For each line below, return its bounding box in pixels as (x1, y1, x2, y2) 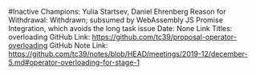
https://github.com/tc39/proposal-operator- (91, 32, 237, 41)
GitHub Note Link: (49, 41, 108, 50)
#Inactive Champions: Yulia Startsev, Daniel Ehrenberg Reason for (8, 7, 226, 16)
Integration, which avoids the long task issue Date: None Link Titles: (8, 24, 233, 33)
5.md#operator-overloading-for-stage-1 (8, 57, 140, 67)
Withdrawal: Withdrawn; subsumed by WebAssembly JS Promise (8, 15, 223, 25)
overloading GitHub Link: (8, 32, 91, 41)
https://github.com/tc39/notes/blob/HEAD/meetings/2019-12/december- (8, 49, 248, 58)
